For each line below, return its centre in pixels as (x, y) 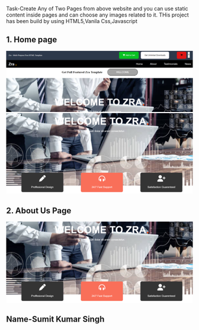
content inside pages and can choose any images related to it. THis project (98, 15)
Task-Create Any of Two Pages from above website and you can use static (97, 9)
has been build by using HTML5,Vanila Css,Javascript (72, 21)
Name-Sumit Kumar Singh (55, 319)
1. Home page (32, 40)
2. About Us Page (39, 211)
